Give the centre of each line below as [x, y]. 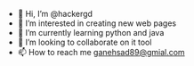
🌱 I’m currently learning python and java [91, 33]
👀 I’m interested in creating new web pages [97, 23]
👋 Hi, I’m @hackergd [55, 14]
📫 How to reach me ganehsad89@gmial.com [101, 52]
